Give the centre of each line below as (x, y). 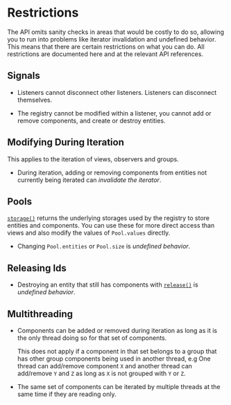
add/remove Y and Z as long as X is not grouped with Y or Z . (101, 373)
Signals (24, 76)
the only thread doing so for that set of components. (92, 338)
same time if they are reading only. (67, 394)
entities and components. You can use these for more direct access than (111, 226)
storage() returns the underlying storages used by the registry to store (109, 218)
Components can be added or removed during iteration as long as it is (117, 331)
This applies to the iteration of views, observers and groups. (93, 159)
